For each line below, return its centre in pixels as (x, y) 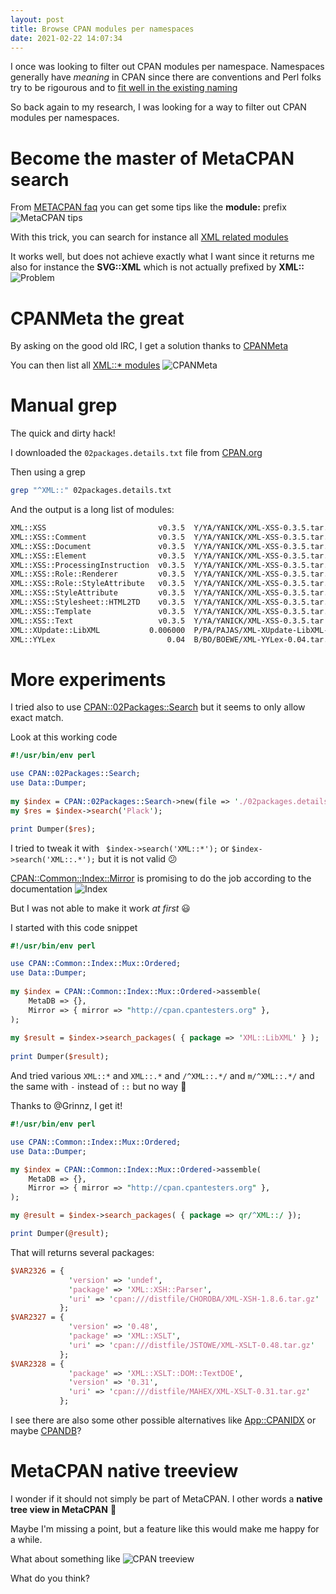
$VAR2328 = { (37, 1364)
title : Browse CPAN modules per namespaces (102, 29)
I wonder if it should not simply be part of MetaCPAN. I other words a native (166, 1498)
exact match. (37, 718)
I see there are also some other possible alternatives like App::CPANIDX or (163, 1420)
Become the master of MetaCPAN (152, 158)
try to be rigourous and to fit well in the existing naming (124, 88)
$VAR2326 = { (37, 1271)
